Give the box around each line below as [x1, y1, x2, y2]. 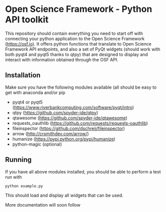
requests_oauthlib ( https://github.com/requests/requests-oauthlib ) [12, 120, 148, 126]
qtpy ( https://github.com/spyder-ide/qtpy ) [12, 109, 98, 115]
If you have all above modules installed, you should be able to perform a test [5, 168, 161, 174]
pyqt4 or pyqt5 [12, 99, 43, 105]
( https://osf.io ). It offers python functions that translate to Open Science [5, 41, 152, 47]
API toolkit [5, 14, 49, 25]
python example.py [5, 183, 43, 189]
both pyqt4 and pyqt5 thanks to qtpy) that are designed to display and [5, 51, 148, 57]
